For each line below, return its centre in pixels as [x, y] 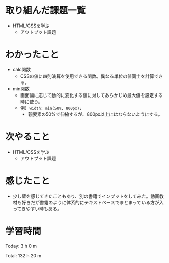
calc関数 [22, 69]
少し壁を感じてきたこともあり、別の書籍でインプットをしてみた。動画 [86, 196]
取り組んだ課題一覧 [46, 10]
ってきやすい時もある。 [37, 209]
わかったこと [32, 55]
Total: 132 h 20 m [23, 255]
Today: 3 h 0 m [21, 246]
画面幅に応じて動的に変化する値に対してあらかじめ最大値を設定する [91, 95]
